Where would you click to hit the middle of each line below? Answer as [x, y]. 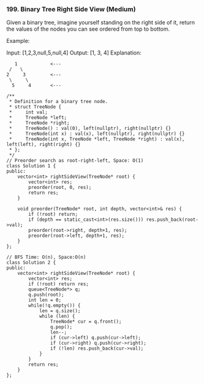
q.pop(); [61, 327]
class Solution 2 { [31, 263]
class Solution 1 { [31, 166]
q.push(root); [46, 295]
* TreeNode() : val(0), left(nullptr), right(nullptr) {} [90, 129]
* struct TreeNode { [35, 107]
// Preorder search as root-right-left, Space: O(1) [75, 161]
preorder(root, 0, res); [60, 188]
